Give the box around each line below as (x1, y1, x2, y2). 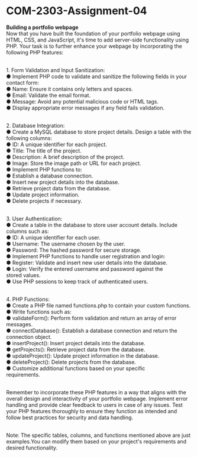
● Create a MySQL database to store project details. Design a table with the (6, 128, 192, 135)
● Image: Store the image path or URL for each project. (6, 160, 141, 167)
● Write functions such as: (6, 308, 72, 315)
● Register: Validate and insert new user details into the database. (6, 259, 167, 266)
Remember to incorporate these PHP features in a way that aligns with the (6, 388, 186, 396)
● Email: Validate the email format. (6, 92, 91, 99)
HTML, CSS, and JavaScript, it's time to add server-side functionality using (6, 36, 189, 43)
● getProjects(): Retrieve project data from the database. (6, 346, 146, 353)
